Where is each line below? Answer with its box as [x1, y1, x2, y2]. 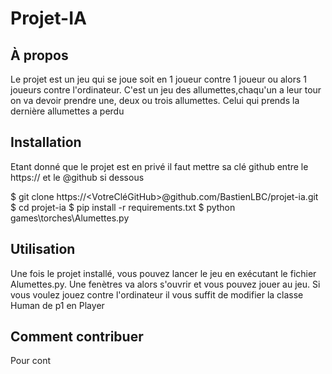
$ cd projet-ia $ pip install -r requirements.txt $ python [10, 201, 236, 213]
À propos [10, 47, 69, 64]
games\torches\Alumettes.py [10, 212, 130, 224]
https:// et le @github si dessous [10, 171, 145, 183]
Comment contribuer [10, 328, 144, 346]
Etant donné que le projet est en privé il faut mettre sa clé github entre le [10, 160, 309, 172]
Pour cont [10, 355, 51, 367]
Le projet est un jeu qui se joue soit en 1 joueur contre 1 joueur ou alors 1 [10, 73, 307, 85]
